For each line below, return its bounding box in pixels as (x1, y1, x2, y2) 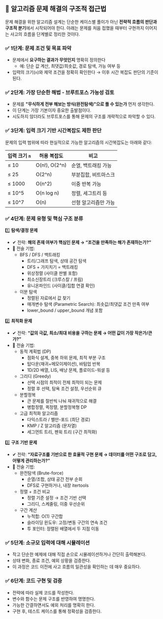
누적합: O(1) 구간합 (27, 514, 63, 519)
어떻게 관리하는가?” (12, 458, 50, 464)
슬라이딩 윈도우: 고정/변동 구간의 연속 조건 (27, 520, 107, 525)
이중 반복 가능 (71, 180, 102, 187)
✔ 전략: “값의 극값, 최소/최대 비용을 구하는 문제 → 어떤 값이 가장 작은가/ (12, 330, 149, 335)
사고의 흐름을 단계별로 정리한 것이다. (10, 31, 80, 37)
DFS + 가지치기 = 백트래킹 (27, 264, 78, 270)
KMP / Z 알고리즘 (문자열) (27, 423, 77, 429)
